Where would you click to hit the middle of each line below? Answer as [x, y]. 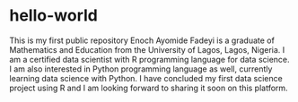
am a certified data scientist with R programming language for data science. [149, 59]
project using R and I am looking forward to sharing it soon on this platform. [149, 88]
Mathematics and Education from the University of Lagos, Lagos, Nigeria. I [147, 49]
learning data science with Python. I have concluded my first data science [146, 78]
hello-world [54, 16]
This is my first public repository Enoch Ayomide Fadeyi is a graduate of [142, 40]
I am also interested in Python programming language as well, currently [141, 69]
